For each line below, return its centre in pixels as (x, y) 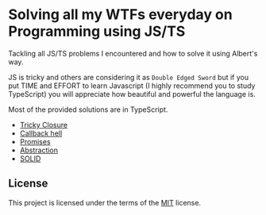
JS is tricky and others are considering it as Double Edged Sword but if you (128, 77)
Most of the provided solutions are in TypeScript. (88, 109)
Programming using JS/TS (97, 31)
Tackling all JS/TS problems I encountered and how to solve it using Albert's (133, 53)
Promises (35, 141)
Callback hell (41, 133)
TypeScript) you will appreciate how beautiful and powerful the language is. (132, 94)
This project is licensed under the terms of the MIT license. (104, 202)
